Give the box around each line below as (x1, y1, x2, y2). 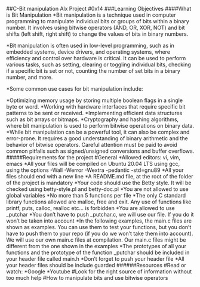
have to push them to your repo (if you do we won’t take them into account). (6, 230, 193, 237)
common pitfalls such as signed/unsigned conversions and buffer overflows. (6, 147, 195, 155)
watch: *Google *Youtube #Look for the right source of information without (6, 268, 192, 275)
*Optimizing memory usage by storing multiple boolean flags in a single (6, 97, 183, 104)
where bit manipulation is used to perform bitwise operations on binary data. (6, 122, 195, 129)
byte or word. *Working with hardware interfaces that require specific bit (6, 103, 186, 110)
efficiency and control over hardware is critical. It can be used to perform (6, 55, 186, 61)
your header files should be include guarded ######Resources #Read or (6, 262, 186, 269)
